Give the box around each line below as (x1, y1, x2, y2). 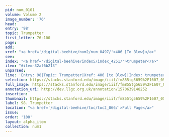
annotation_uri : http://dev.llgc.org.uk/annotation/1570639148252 (5, 86, 147, 92)
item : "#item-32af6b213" (5, 63, 57, 68)
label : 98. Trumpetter (5, 101, 53, 106)
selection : (5, 77, 28, 82)
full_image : (5, 82, 30, 87)
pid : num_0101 (5, 7, 35, 13)
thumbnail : (5, 96, 28, 101)
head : (5, 21, 17, 27)
